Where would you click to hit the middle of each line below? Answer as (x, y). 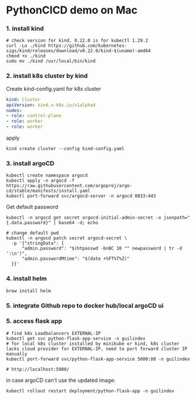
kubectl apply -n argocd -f (40, 181)
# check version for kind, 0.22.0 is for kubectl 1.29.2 (77, 41)
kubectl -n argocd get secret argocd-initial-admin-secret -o (84, 218)
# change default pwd (33, 233)
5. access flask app (34, 321)
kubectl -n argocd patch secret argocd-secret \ (67, 238)
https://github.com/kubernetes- (87, 46)
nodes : (14, 110)
